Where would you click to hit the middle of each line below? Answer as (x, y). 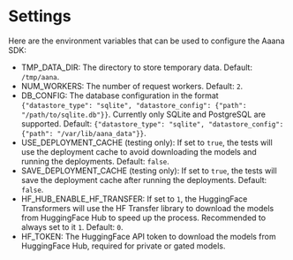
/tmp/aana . (40, 76)
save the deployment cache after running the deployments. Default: (144, 180)
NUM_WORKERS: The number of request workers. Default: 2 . (132, 86)
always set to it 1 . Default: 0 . (72, 226)
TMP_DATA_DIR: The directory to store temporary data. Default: (137, 67)
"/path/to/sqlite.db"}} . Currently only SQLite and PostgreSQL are (143, 114)
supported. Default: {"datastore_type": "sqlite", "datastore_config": (152, 123)
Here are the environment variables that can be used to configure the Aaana (146, 41)
